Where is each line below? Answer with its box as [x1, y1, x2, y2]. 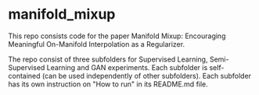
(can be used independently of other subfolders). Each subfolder [41, 71, 252, 80]
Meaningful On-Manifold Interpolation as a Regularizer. [8, 39, 185, 48]
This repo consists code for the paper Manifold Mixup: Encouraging [8, 31, 226, 40]
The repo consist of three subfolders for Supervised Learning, [8, 55, 208, 64]
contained [8, 71, 41, 80]
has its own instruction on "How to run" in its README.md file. [8, 79, 209, 89]
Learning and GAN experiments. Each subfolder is [46, 62, 208, 72]
